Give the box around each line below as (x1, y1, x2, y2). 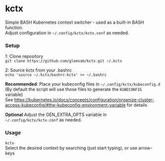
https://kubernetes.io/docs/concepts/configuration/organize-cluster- (14, 97, 154, 103)
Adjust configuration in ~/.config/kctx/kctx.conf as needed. (5, 30, 130, 36)
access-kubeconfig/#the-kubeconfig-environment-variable (5, 102, 126, 108)
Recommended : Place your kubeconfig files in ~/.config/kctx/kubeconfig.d (5, 81, 161, 87)
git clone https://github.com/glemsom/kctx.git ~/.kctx (5, 59, 122, 64)
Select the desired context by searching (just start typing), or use (5, 145, 137, 151)
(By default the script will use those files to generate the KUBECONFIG (5, 86, 142, 92)
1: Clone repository (5, 53, 43, 59)
